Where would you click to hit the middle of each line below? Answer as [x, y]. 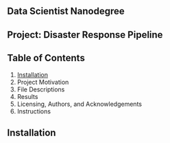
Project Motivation [43, 82]
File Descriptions [41, 89]
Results [27, 96]
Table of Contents [46, 58]
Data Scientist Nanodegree [66, 11]
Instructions [34, 111]
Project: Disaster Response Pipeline [85, 35]
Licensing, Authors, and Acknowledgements [80, 104]
